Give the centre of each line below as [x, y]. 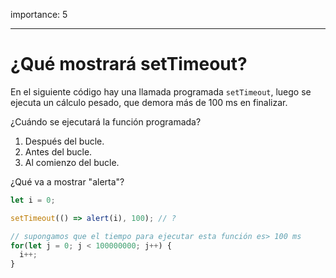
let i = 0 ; [33, 200]
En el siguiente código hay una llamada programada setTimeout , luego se [161, 91]
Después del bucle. [64, 141]
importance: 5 [39, 14]
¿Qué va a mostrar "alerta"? [67, 181]
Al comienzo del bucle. [72, 162]
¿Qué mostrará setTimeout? [129, 64]
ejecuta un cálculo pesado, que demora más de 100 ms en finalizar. [149, 102]
